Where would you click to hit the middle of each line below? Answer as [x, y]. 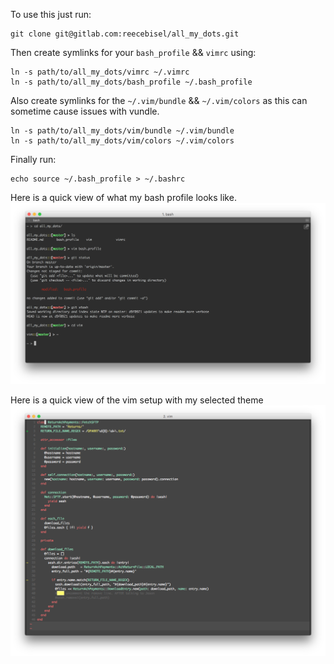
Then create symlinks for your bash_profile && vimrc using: [133, 52]
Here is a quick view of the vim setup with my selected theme [137, 400]
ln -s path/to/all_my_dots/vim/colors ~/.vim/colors [122, 141]
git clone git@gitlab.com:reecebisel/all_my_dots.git [125, 34]
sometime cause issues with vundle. [85, 111]
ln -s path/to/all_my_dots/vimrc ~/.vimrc [100, 72]
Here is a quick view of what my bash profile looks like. [123, 197]
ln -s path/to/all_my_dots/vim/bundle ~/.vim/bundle [122, 131]
